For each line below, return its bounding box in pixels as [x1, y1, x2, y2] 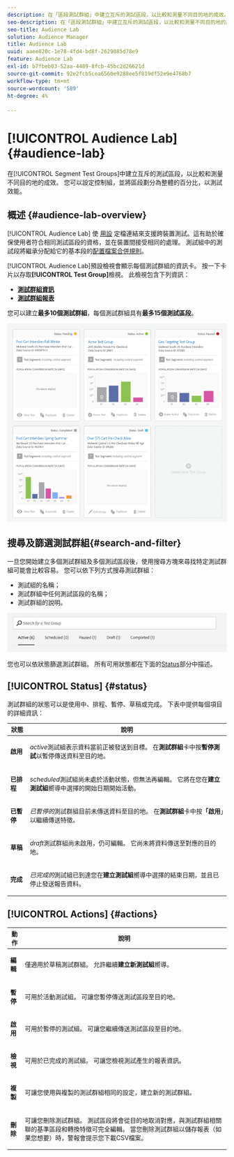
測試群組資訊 [17, 285, 54, 293]
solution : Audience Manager [7, 34, 89, 41]
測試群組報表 [17, 293, 54, 302]
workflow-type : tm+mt [7, 78, 70, 85]
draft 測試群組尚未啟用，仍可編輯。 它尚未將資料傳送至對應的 [30, 839, 204, 847]
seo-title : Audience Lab [7, 26, 79, 33]
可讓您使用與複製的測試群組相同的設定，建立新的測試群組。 [24, 1089, 196, 1097]
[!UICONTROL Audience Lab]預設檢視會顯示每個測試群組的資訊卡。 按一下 [7, 261, 221, 270]
